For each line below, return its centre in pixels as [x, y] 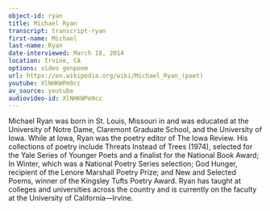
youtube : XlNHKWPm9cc [45, 83]
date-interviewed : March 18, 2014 [66, 53]
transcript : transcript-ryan [57, 31]
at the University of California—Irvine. [71, 198]
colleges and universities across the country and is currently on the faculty [133, 189]
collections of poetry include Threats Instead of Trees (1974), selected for [131, 147]
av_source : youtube [41, 91]
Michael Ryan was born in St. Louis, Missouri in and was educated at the [129, 121]
